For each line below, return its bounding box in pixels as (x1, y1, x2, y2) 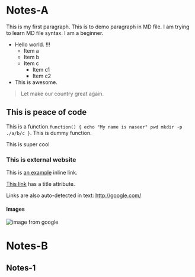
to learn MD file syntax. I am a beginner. (6, 29, 104, 36)
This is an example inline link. (6, 169, 78, 176)
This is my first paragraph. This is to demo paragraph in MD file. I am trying (6, 23, 190, 30)
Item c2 (32, 72, 52, 79)
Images (6, 205, 25, 212)
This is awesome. (14, 78, 58, 86)
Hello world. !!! (14, 41, 50, 48)
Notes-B (6, 239, 49, 253)
